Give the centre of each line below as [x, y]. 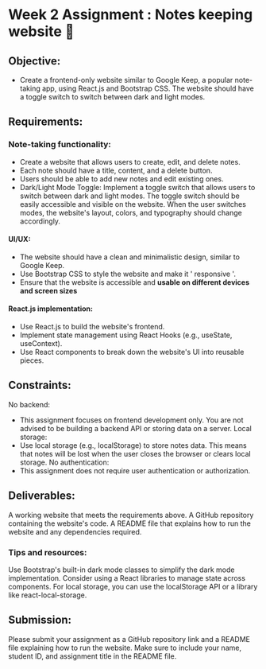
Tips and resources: [48, 552]
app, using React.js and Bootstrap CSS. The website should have [148, 88]
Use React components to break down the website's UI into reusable [132, 352]
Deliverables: [42, 496]
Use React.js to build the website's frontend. [92, 327]
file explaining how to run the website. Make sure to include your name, [125, 648]
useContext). [41, 344]
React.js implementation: [51, 309]
